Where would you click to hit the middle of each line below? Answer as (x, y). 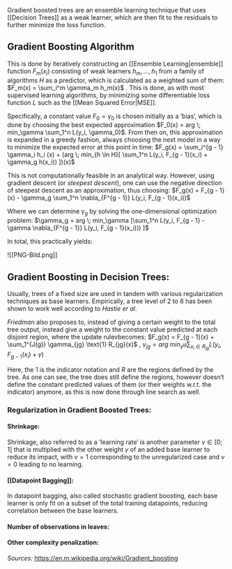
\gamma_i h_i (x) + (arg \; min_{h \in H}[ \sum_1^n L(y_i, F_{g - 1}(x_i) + (108, 155)
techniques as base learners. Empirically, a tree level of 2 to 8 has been (110, 301)
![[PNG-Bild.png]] (32, 255)
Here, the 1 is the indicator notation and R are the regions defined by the (110, 369)
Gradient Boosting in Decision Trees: (88, 277)
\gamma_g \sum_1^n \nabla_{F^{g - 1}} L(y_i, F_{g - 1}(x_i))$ (106, 198)
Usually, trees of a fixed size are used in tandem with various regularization (115, 294)
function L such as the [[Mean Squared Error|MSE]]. (82, 102)
